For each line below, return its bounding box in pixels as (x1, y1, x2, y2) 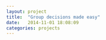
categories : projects (6, 25, 60, 31)
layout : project (6, 8, 47, 15)
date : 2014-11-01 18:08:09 (6, 19, 79, 25)
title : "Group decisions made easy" (6, 14, 101, 20)
